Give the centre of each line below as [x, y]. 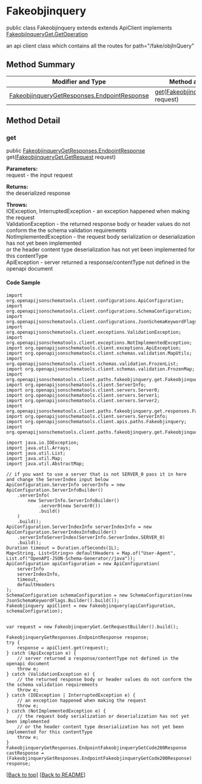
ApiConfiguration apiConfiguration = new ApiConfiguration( [83, 563]
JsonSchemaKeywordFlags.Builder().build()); [63, 600]
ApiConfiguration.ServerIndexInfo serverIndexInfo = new [79, 527]
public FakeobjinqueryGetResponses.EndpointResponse [76, 151]
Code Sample [23, 283]
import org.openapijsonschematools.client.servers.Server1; [83, 395]
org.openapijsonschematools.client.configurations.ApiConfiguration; [95, 301]
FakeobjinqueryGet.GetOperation [47, 34]
